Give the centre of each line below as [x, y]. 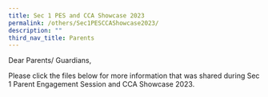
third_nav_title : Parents [51, 38]
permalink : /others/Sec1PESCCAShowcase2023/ [84, 23]
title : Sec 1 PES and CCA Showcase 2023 [77, 16]
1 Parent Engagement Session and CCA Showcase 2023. [102, 84]
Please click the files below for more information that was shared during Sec [134, 76]
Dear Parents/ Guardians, [50, 60]
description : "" [35, 30]
